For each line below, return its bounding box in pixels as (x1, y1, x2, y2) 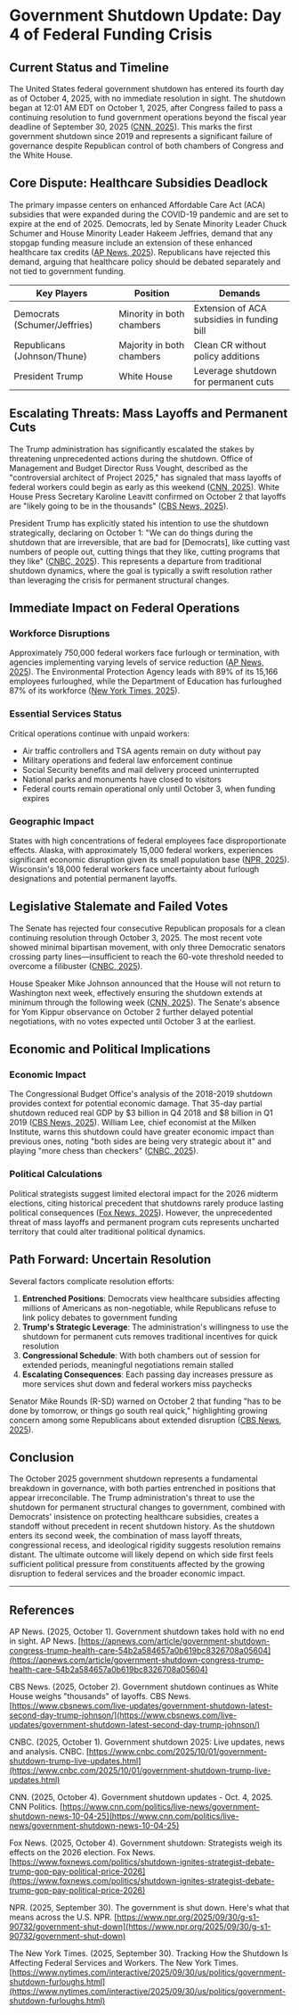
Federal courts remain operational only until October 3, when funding (21, 783, 276, 794)
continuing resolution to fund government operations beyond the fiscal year (9, 112, 287, 122)
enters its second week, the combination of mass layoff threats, (9, 1530, 243, 1541)
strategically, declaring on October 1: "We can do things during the (9, 527, 254, 538)
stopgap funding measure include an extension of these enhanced (9, 237, 254, 248)
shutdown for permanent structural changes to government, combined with (9, 1502, 286, 1513)
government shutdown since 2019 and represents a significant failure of (9, 131, 273, 141)
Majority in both (118, 338, 185, 351)
